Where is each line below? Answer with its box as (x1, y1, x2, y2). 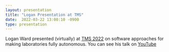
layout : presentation (5, 7, 52, 13)
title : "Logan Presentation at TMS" (5, 12, 84, 17)
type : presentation (5, 21, 47, 27)
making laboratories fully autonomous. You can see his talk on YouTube (5, 41, 157, 47)
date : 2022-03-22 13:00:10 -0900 (5, 17, 80, 22)
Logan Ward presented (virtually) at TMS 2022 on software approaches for (5, 36, 164, 42)
